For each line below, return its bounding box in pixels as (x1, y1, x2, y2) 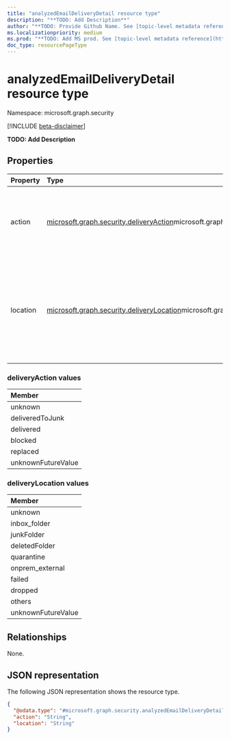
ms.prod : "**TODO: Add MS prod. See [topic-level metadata (7, 36, 179, 43)
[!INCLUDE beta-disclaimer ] (7, 121, 86, 130)
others (10, 597, 32, 607)
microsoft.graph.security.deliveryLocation (47, 305, 181, 315)
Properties (7, 155, 53, 167)
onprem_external (10, 564, 65, 573)
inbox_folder (10, 519, 51, 529)
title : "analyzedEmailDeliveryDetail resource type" (7, 10, 161, 17)
